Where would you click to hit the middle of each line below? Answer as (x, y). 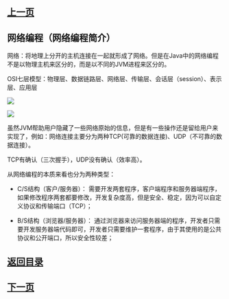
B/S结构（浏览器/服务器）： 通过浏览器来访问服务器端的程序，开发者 (112, 221)
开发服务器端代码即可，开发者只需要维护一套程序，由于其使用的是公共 (122, 230)
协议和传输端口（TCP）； (58, 206)
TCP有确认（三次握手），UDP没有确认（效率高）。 (76, 159)
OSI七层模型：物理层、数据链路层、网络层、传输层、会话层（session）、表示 (114, 79)
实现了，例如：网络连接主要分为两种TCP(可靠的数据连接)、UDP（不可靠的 (112, 137)
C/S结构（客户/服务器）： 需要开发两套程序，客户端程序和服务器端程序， (119, 189)
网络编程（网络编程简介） (61, 37)
